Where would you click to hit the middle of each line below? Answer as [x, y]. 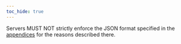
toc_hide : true [25, 11]
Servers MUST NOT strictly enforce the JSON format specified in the [90, 28]
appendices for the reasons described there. [61, 34]
